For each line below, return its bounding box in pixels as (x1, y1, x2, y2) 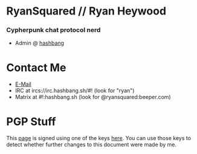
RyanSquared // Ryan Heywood (6, 4, 167, 18)
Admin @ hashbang (15, 39, 65, 47)
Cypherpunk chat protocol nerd (6, 26, 101, 34)
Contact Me (6, 60, 66, 74)
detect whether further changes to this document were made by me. (6, 141, 177, 149)
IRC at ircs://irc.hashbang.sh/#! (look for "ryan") (15, 87, 135, 94)
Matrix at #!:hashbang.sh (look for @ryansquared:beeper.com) (15, 94, 171, 101)
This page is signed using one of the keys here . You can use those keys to (6, 135, 192, 142)
